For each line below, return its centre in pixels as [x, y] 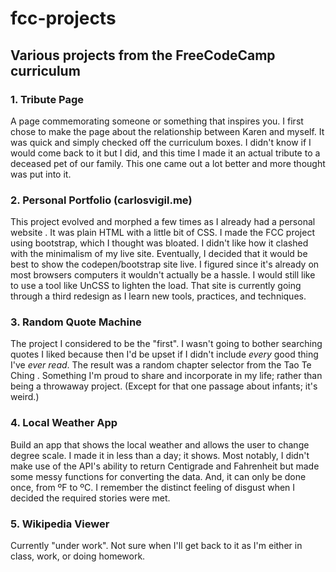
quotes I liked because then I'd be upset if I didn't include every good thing [164, 354]
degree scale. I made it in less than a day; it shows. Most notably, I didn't [160, 455]
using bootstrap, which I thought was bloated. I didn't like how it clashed [159, 243]
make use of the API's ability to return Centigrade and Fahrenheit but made [165, 466]
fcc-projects [63, 18]
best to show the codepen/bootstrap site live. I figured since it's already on [165, 264]
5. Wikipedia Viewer [60, 524]
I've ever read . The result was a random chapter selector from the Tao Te [161, 365]
